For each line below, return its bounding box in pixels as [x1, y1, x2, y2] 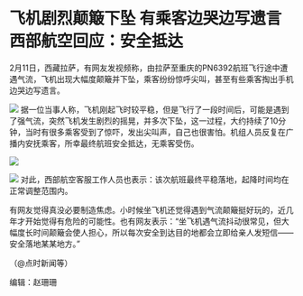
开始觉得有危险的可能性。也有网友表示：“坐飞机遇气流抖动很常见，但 [24, 216, 282, 227]
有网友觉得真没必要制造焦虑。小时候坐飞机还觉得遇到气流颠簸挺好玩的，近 [9, 204, 286, 215]
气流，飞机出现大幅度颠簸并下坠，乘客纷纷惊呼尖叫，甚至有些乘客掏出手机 [16, 73, 294, 84]
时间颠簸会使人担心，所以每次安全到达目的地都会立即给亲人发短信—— [32, 227, 294, 237]
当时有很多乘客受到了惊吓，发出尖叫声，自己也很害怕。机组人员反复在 [24, 126, 286, 137]
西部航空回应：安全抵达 [9, 31, 184, 51]
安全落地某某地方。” [9, 238, 81, 249]
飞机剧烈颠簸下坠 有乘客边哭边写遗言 [9, 8, 282, 29]
